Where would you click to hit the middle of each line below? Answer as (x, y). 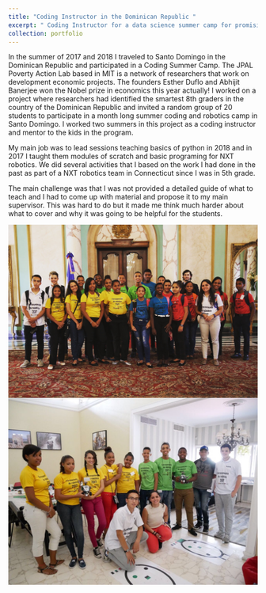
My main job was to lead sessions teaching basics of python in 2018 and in (130, 148)
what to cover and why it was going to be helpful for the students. (116, 214)
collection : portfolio (46, 33)
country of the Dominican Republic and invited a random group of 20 (120, 108)
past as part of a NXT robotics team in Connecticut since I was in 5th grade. (132, 173)
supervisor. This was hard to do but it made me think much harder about (126, 205)
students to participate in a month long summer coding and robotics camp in (133, 116)
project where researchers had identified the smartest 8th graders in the (126, 99)
